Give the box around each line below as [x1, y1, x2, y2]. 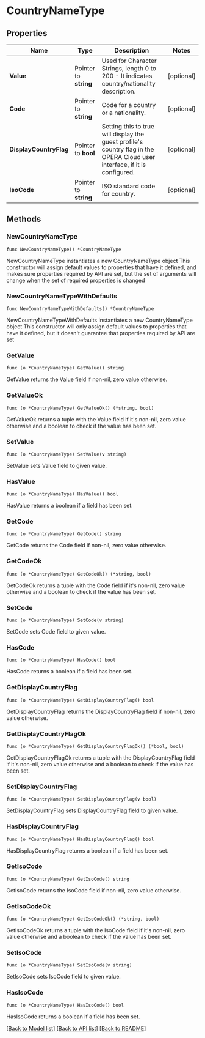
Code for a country [101, 101, 156, 109]
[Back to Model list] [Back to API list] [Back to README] [6, 1025, 146, 1032]
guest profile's [101, 138, 143, 146]
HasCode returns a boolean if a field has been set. [6, 668, 133, 675]
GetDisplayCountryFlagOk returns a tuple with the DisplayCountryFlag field [6, 754, 195, 762]
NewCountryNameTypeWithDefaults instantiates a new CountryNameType [6, 316, 193, 324]
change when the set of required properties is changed [6, 276, 145, 284]
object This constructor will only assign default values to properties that [6, 322, 187, 330]
